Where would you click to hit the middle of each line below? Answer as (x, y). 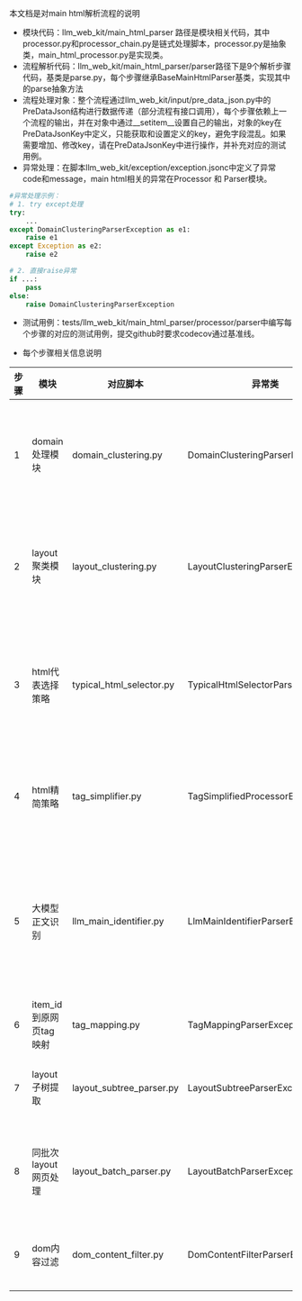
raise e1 (42, 238)
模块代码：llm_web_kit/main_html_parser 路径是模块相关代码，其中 (146, 32)
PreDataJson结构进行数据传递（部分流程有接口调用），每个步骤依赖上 (151, 111)
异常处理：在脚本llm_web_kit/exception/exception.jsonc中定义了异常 (149, 168)
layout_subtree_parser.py (125, 1088)
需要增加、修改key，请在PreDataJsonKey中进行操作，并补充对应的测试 (154, 145)
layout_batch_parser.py (121, 1171)
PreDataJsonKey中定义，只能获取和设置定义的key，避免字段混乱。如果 (154, 134)
